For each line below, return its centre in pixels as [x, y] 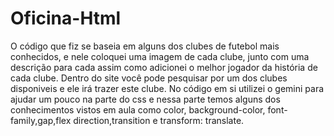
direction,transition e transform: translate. [159, 120]
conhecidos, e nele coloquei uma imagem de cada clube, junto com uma [160, 56]
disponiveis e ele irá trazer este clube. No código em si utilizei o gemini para [167, 88]
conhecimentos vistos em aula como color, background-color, [138, 109]
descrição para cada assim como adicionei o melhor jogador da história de [164, 67]
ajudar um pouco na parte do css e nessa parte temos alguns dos [145, 99]
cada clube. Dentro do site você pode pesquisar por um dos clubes [149, 78]
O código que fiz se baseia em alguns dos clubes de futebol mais [145, 46]
